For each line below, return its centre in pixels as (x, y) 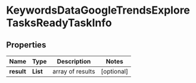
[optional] (115, 71)
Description (74, 61)
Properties (26, 45)
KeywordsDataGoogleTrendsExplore (98, 10)
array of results (74, 71)
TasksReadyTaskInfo (59, 23)
